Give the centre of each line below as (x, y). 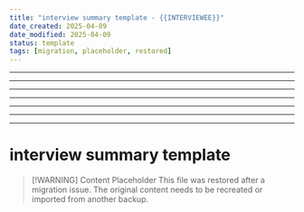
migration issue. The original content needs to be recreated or (147, 189)
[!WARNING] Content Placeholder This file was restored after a (148, 180)
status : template (42, 43)
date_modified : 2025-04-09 (60, 34)
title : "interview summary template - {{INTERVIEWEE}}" (117, 18)
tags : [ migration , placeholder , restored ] (90, 51)
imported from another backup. (90, 199)
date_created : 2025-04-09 (58, 26)
